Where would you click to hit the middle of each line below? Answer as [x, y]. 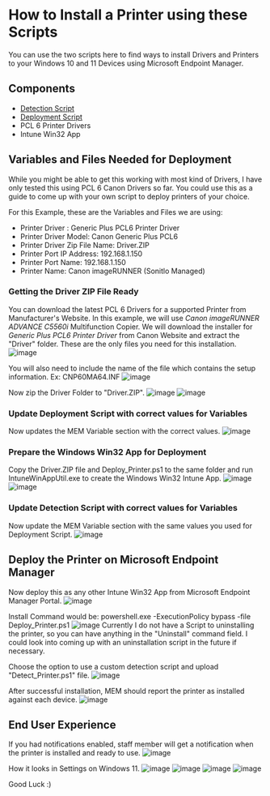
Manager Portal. [35, 601]
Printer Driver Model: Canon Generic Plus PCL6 [99, 236]
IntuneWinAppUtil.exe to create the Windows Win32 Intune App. [115, 478]
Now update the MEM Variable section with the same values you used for [131, 525]
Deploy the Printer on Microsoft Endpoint [114, 560]
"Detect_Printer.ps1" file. [49, 675]
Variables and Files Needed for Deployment [120, 160]
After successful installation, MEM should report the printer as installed [127, 691]
